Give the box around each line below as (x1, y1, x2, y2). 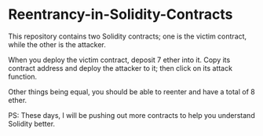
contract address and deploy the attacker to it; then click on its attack (8, 63, 233, 72)
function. (8, 72, 38, 81)
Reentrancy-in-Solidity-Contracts (8, 6, 233, 24)
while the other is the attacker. (8, 39, 106, 49)
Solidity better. (8, 119, 56, 128)
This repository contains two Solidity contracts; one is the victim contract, (8, 31, 247, 41)
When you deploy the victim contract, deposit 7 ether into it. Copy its (8, 55, 231, 64)
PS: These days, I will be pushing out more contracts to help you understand (8, 110, 255, 119)
